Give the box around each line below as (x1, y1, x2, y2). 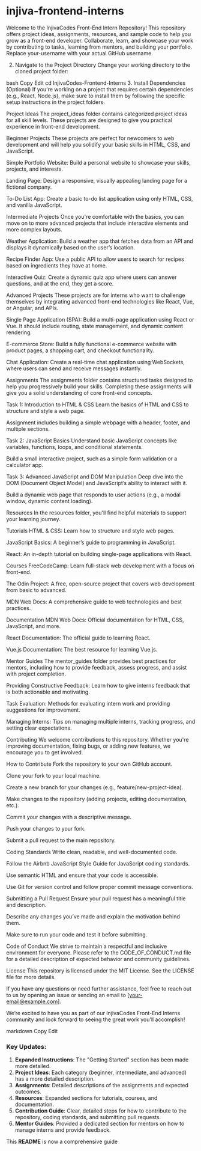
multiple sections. (6, 425, 50, 432)
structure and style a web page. (6, 407, 85, 414)
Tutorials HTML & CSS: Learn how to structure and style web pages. (6, 527, 175, 534)
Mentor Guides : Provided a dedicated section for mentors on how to (14, 1120, 185, 1128)
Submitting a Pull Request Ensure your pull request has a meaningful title (6, 894, 186, 902)
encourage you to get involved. (6, 748, 83, 756)
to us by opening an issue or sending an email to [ (6, 991, 130, 998)
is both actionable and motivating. (6, 688, 90, 695)
